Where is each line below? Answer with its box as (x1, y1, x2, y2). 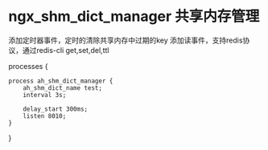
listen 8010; (23, 111, 67, 120)
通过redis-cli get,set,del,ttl (22, 45, 109, 55)
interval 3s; (23, 91, 67, 99)
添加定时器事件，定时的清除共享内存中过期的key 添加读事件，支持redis (8, 35, 243, 45)
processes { (8, 61, 48, 71)
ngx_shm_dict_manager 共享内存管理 (8, 7, 260, 26)
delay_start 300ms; (23, 105, 89, 113)
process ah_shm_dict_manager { (8, 77, 113, 85)
